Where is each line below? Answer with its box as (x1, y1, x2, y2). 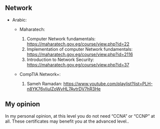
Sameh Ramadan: (26, 81, 63, 86)
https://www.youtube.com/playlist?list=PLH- (63, 81, 153, 86)
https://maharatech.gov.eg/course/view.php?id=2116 (26, 51, 133, 57)
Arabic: (12, 17, 27, 22)
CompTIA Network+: (19, 71, 61, 77)
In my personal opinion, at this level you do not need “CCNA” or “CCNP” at (5, 113, 155, 119)
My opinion (5, 100, 40, 108)
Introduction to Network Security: (26, 56, 94, 63)
